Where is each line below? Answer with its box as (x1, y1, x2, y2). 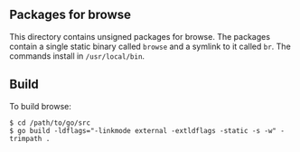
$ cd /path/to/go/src (9, 118, 91, 128)
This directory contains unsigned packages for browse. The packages (9, 31, 271, 42)
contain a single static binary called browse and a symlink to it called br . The (9, 41, 291, 52)
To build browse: (9, 100, 72, 111)
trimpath (9, 134, 42, 143)
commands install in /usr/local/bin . (9, 50, 145, 62)
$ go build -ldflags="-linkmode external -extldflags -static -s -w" (9, 126, 277, 135)
